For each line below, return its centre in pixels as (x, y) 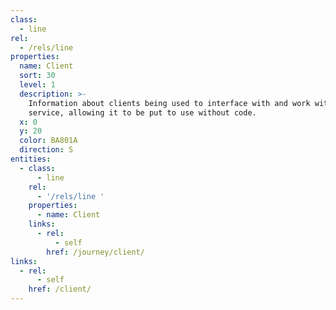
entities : (31, 159)
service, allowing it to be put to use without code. (142, 112)
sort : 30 (37, 76)
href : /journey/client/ (95, 252)
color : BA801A (48, 141)
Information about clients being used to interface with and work (169, 103)
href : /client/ (60, 289)
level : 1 (37, 85)
